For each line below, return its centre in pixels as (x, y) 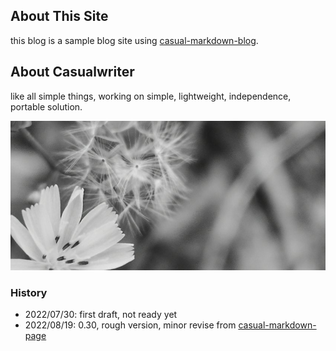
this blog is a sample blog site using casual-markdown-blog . (134, 40)
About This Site (59, 16)
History (29, 292)
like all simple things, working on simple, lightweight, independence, (151, 96)
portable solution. (46, 106)
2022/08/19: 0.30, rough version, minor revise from (130, 325)
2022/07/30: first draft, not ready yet (101, 315)
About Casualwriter (72, 72)
